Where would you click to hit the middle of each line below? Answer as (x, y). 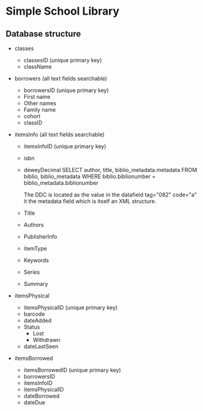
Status (32, 327)
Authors (34, 225)
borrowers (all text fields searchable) (61, 78)
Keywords (36, 260)
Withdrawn (46, 340)
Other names (40, 103)
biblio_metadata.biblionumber (61, 183)
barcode (34, 314)
